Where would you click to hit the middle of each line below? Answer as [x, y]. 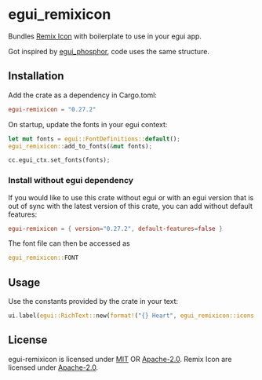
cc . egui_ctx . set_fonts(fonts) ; [59, 160]
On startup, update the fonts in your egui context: [88, 124]
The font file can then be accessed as [69, 243]
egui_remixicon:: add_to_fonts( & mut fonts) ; [80, 146]
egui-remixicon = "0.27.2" [52, 109]
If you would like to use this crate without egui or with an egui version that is [131, 197]
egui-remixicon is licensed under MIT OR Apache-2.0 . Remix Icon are [120, 359]
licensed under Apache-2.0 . [53, 367]
